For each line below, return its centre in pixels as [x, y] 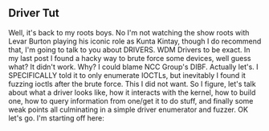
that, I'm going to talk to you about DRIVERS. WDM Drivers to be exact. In [129, 49]
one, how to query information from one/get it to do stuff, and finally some [131, 100]
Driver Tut [34, 13]
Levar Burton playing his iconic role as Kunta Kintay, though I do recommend [135, 41]
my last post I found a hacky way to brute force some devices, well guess [130, 58]
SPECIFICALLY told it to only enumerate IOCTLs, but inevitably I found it [127, 75]
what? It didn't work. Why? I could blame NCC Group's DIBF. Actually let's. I [133, 67]
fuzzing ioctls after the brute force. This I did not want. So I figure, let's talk [132, 84]
